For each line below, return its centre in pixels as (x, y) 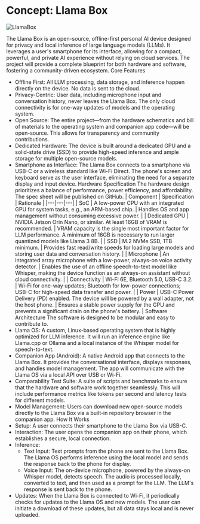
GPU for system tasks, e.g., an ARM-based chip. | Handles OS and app (102, 209)
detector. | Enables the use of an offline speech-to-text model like (96, 266)
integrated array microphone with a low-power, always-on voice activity (103, 260)
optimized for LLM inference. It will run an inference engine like (92, 337)
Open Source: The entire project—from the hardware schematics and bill (104, 120)
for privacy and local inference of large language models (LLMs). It (88, 45)
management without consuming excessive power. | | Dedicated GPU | (102, 216)
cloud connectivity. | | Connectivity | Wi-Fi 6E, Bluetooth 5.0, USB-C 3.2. (104, 279)
